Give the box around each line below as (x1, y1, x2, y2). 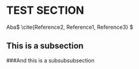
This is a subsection (6, 41, 84, 51)
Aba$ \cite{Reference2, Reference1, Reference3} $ (6, 23, 134, 31)
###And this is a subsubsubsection (6, 56, 95, 64)
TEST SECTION (6, 4, 84, 17)
